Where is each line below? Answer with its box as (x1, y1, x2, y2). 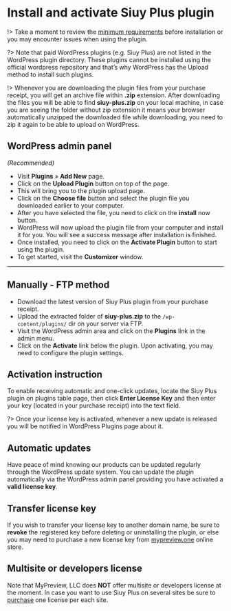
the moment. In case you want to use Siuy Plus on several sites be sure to (7, 588, 216, 597)
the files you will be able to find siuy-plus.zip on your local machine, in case (7, 98, 223, 106)
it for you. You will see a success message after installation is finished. (16, 230, 217, 239)
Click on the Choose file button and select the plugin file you (16, 194, 190, 202)
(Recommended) (7, 159, 55, 167)
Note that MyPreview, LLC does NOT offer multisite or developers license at (7, 581, 221, 589)
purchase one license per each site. (7, 595, 109, 604)
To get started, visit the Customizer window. (16, 252, 144, 261)
